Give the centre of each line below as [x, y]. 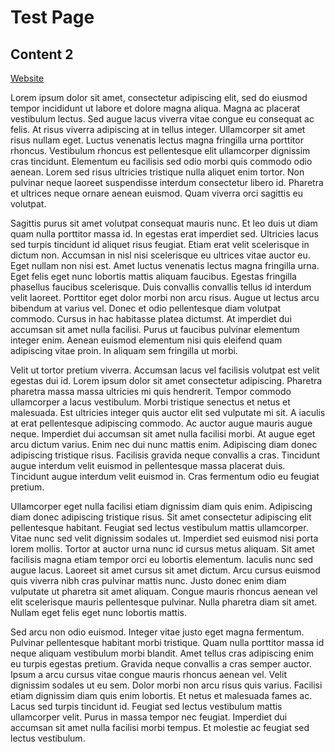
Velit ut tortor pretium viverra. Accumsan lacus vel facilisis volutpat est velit [165, 370]
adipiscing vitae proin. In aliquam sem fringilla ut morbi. [124, 350]
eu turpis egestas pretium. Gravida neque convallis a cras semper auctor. [161, 664]
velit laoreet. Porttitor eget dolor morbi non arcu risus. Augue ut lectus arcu [165, 297]
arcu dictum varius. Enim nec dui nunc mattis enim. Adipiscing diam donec [164, 444]
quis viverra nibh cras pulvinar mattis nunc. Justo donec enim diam [148, 580]
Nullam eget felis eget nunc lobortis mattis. [98, 612]
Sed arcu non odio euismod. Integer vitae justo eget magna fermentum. [157, 632]
